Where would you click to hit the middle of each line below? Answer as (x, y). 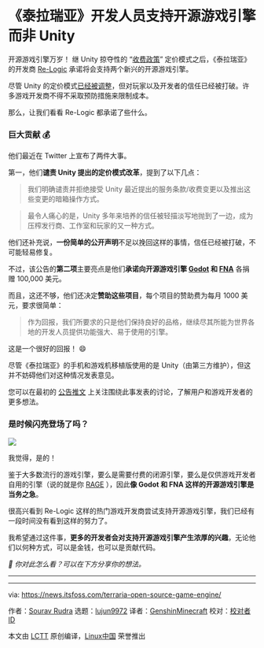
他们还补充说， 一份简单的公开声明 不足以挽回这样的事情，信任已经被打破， (128, 243)
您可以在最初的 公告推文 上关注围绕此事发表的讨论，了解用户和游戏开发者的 (130, 392)
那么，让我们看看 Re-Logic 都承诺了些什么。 (80, 112)
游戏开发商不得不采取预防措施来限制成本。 (84, 95)
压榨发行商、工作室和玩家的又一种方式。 (93, 226)
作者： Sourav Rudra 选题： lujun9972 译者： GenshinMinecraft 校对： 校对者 (130, 610)
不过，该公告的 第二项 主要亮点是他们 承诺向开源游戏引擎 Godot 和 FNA (121, 269)
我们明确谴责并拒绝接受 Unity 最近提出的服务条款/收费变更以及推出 (136, 189)
